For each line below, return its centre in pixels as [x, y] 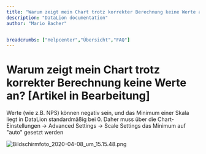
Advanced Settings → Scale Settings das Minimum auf [117, 126]
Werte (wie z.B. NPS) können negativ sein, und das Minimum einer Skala [98, 113]
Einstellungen [24, 126]
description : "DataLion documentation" [57, 18]
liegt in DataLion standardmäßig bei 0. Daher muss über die [81, 119]
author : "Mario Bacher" [37, 23]
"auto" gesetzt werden [35, 133]
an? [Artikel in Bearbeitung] [78, 96]
